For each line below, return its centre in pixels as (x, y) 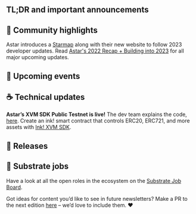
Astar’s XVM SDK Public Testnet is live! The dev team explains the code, (97, 114)
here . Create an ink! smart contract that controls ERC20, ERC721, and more (98, 121)
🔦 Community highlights (52, 30)
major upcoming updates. (38, 57)
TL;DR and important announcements (77, 10)
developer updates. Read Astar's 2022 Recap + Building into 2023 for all (95, 51)
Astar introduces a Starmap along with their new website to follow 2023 (94, 45)
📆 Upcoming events (43, 76)
